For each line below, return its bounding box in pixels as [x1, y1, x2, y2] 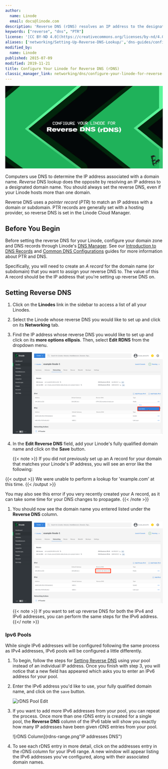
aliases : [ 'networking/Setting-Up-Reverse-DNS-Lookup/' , [5, 40, 126, 45]
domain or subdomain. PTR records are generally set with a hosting [5, 204, 144, 210]
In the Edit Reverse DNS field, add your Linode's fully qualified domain [12, 440, 158, 447]
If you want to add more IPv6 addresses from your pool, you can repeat [12, 708, 160, 714]
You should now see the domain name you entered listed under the [12, 506, 151, 512]
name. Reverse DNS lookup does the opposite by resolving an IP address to [5, 179, 161, 185]
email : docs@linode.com [9, 18, 59, 23]
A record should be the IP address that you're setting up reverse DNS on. [5, 274, 156, 280]
